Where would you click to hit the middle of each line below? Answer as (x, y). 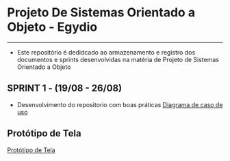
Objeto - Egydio (52, 27)
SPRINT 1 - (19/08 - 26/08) (64, 88)
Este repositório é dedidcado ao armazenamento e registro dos (106, 52)
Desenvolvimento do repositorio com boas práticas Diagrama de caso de (120, 104)
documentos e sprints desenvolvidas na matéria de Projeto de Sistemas (118, 59)
